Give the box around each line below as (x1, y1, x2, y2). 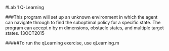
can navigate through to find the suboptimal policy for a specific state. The (5, 20, 161, 25)
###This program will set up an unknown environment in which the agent (5, 14, 158, 20)
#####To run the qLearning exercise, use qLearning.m (5, 40, 119, 46)
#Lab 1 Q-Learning (5, 5, 45, 10)
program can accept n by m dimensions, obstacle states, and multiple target (5, 25, 164, 31)
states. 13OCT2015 (5, 30, 45, 36)
